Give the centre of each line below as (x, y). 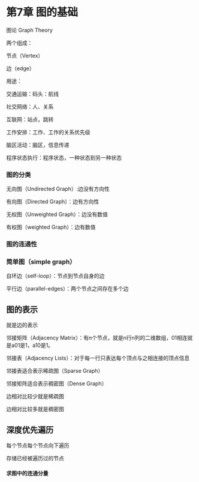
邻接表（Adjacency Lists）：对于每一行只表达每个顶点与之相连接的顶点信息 (98, 358)
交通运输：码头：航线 (32, 94)
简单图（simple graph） (41, 262)
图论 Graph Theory (29, 30)
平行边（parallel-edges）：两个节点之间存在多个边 (67, 289)
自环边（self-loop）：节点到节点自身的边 (55, 276)
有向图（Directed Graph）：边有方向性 (53, 202)
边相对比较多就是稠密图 (35, 409)
